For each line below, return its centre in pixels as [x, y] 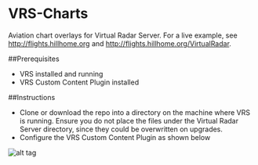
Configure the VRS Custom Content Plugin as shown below [115, 137]
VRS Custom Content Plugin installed [79, 82]
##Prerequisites [34, 59]
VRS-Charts [48, 14]
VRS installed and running [61, 74]
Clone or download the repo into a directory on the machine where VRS [135, 112]
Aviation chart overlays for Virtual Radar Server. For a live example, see [123, 35]
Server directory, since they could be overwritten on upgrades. [121, 129]
